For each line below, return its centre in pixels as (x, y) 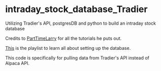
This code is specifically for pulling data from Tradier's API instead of (77, 58)
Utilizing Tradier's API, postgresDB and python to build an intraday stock (80, 23)
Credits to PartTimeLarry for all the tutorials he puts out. (64, 38)
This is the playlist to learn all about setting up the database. (68, 48)
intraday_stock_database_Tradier (76, 9)
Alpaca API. (17, 63)
